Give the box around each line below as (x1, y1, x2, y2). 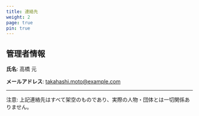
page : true (6, 20, 33, 25)
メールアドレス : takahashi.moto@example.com (6, 78, 121, 85)
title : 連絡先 (6, 8, 38, 15)
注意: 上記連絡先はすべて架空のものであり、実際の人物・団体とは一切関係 (6, 96, 185, 104)
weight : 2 (6, 14, 31, 20)
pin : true (6, 25, 31, 31)
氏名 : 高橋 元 (6, 66, 37, 73)
